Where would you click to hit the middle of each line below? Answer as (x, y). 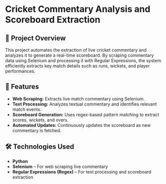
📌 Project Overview (36, 38)
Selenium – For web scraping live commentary (60, 166)
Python (20, 161)
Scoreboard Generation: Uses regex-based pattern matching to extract (86, 114)
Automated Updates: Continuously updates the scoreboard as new (81, 125)
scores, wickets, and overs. (40, 120)
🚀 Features (22, 87)
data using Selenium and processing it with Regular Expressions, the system (83, 60)
